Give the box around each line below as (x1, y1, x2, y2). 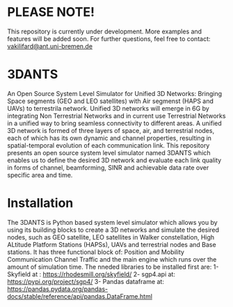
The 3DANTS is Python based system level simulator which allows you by (7, 218, 218, 226)
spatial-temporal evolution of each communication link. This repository (7, 141, 210, 150)
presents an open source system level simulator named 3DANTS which (7, 148, 211, 157)
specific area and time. (7, 171, 73, 179)
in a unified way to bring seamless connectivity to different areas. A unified (7, 119, 223, 127)
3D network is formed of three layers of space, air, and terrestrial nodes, (7, 126, 214, 134)
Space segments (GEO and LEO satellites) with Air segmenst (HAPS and (7, 97, 214, 105)
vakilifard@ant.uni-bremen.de (7, 42, 93, 50)
